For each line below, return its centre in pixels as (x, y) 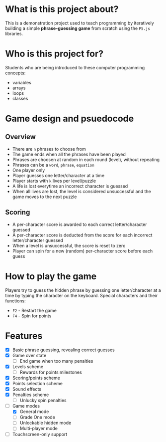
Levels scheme (28, 366)
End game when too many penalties (56, 361)
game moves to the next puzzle (44, 197)
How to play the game (51, 276)
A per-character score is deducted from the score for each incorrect (82, 235)
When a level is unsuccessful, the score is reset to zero (69, 245)
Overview (21, 137)
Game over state (29, 355)
